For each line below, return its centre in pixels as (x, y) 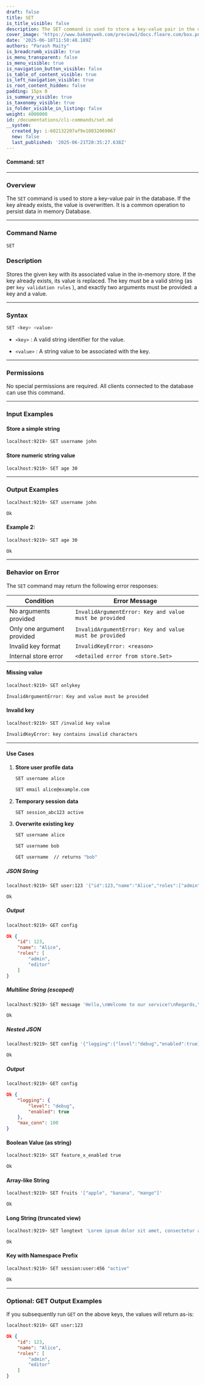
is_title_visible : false (38, 23)
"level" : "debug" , (52, 1106)
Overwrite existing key (45, 824)
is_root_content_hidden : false (46, 86)
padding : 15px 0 (27, 92)
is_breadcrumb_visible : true (43, 52)
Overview (21, 185)
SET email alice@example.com (52, 790)
